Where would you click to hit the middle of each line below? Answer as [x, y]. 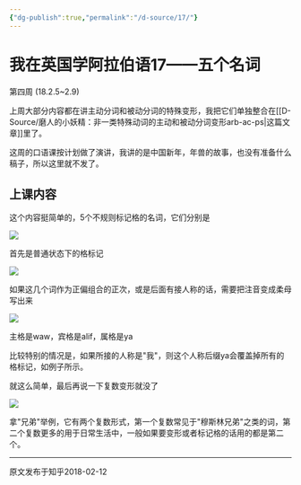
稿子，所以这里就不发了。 [56, 163]
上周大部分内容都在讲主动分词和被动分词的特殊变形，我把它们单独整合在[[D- [150, 110]
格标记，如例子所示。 [48, 367]
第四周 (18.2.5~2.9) [44, 92]
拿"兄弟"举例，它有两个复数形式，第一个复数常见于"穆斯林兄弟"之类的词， [146, 422]
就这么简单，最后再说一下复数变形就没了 [84, 386]
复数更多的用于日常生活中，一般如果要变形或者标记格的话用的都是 [146, 433]
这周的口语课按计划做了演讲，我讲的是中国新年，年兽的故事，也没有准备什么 [150, 152]
